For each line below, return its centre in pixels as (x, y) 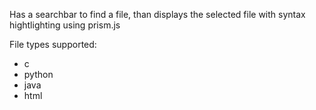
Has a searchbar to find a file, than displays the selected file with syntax (157, 14)
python (38, 74)
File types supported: (53, 44)
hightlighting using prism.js (65, 25)
